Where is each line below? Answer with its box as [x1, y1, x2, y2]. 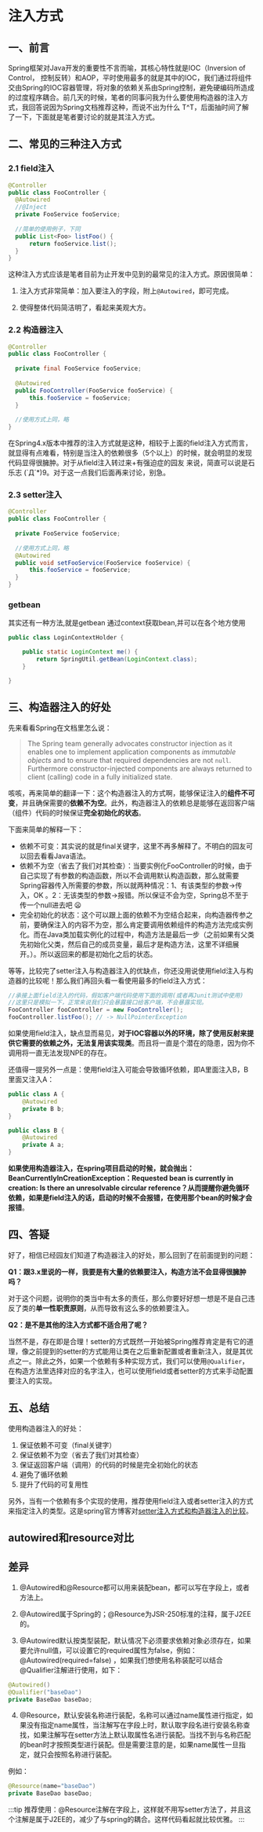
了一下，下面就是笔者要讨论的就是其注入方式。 [8, 112, 159, 122]
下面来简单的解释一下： [8, 824, 84, 834]
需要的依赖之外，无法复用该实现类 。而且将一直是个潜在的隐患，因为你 [21, 1039, 248, 1048]
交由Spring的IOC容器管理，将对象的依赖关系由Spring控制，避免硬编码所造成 [8, 83, 255, 92]
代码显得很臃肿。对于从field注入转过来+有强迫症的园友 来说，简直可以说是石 [8, 458, 255, 467]
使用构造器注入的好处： [8, 1423, 84, 1433]
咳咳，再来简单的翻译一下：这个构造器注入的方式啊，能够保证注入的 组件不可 [8, 788, 255, 797]
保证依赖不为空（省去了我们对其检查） [19, 1450, 143, 1460]
